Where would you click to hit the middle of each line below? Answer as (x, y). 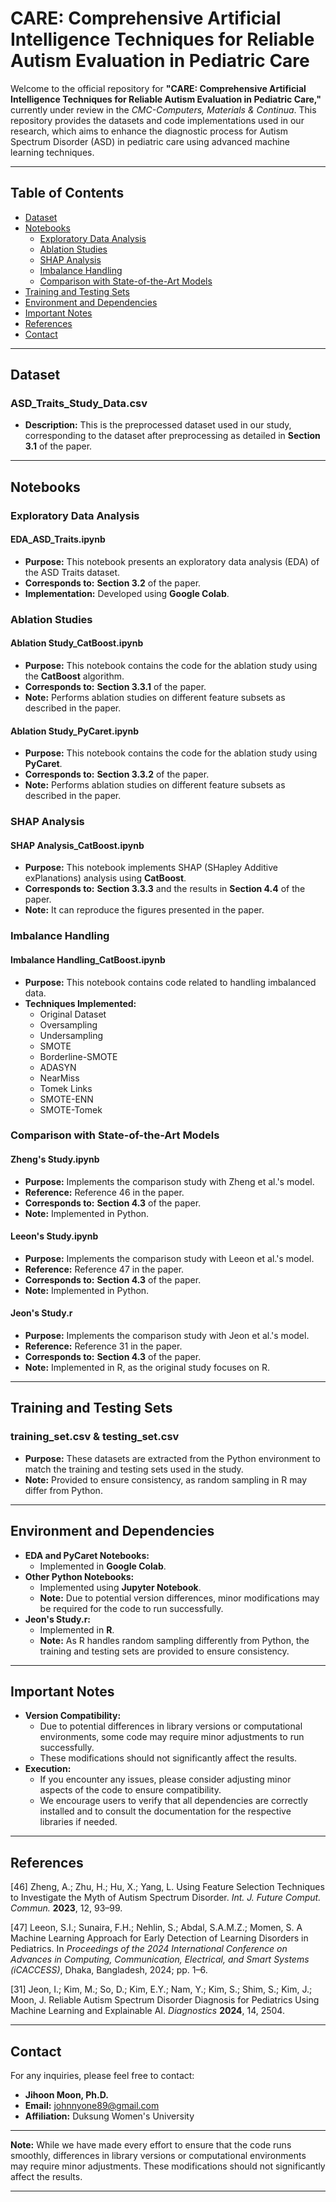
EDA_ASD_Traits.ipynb (58, 539)
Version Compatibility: (73, 1716)
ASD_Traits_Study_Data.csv (79, 404)
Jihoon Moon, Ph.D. (66, 2095)
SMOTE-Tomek (71, 1109)
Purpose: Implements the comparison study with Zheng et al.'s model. (169, 1181)
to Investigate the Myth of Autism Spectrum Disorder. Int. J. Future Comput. (166, 1898)
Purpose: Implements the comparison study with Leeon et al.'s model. (169, 1258)
